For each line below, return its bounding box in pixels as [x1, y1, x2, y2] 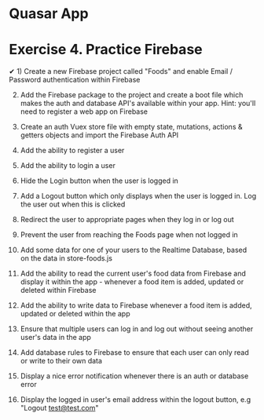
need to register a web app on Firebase [20, 107, 148, 116]
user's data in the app [20, 333, 91, 342]
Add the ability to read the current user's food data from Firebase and [20, 268, 246, 279]
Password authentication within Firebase [9, 75, 141, 85]
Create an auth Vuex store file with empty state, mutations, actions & [20, 122, 243, 132]
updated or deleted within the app [20, 309, 130, 319]
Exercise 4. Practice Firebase [9, 41, 203, 59]
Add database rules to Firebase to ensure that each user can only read [20, 348, 250, 357]
